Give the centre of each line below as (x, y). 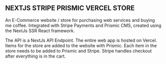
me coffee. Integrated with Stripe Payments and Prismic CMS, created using (83, 25)
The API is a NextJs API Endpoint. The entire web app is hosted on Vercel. (81, 40)
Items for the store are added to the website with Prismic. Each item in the (81, 45)
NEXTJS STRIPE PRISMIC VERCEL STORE (70, 8)
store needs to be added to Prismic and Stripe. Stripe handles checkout (79, 51)
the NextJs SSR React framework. (40, 31)
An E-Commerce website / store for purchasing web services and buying (80, 20)
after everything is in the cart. (36, 56)
